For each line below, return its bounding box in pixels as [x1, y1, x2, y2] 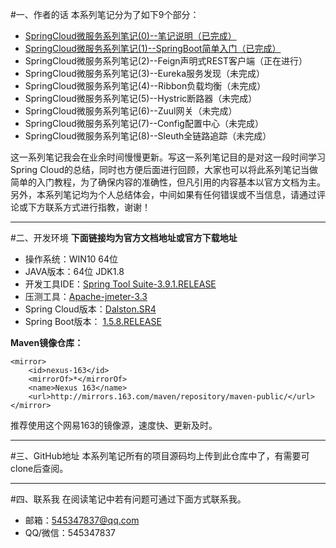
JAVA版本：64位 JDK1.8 [24, 266, 125, 277]
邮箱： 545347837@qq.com [24, 514, 140, 526]
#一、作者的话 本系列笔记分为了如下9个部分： [10, 9, 200, 20]
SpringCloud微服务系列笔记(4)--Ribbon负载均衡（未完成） [24, 80, 267, 92]
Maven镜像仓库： [10, 337, 84, 348]
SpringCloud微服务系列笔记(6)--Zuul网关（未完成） [24, 105, 238, 117]
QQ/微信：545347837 [24, 527, 117, 538]
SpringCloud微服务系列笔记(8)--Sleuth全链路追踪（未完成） [24, 130, 272, 142]
